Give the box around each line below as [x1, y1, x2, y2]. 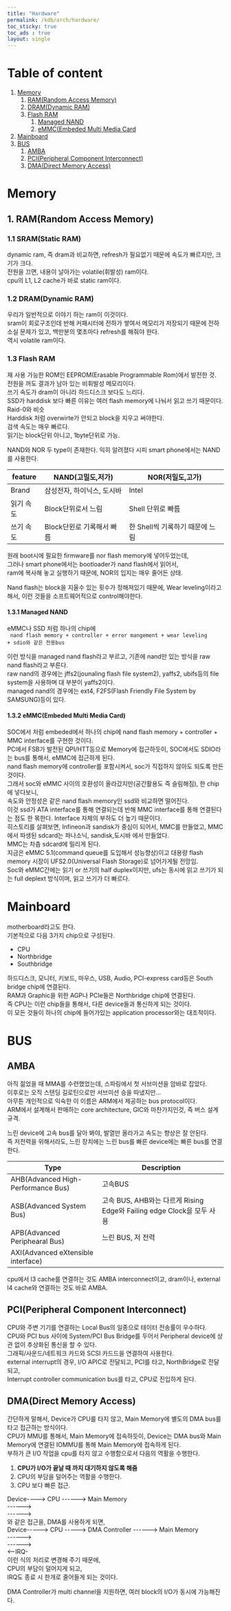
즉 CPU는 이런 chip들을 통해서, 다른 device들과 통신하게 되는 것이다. [7, 1000, 192, 1008]
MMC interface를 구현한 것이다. [7, 736, 94, 744]
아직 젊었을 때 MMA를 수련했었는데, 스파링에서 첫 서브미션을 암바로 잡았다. [7, 1079, 208, 1087]
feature [12, 472, 36, 482]
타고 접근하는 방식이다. [7, 1423, 68, 1432]
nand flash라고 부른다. [7, 660, 69, 669]
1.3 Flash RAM [7, 354, 56, 364]
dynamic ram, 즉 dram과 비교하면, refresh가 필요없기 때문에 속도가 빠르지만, [7, 250, 214, 259]
